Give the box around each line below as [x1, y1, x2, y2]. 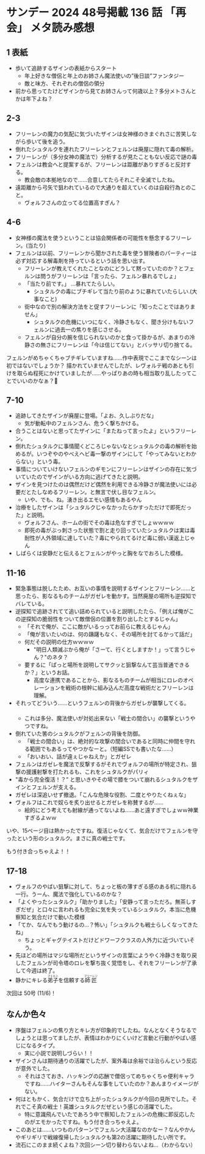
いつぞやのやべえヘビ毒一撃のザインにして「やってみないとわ [36, 450, 192, 457]
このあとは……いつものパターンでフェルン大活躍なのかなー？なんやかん [15, 1126, 196, 1133]
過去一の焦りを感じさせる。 [54, 325, 125, 333]
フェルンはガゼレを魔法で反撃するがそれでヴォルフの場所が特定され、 [15, 761, 192, 768]
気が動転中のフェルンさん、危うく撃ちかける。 [24, 420, 142, 427]
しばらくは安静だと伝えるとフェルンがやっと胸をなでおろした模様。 [15, 550, 187, 557]
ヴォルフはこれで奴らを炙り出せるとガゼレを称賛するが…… [15, 799, 164, 806]
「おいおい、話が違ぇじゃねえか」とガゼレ [24, 753, 132, 760]
